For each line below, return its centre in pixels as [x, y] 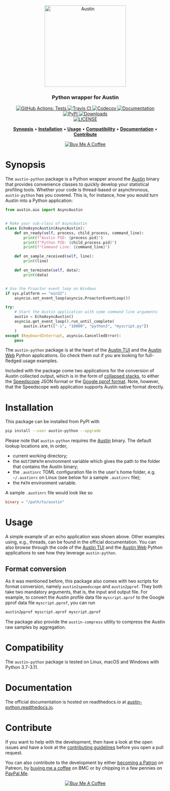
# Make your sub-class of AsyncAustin [46, 224]
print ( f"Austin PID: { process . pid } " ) [63, 238]
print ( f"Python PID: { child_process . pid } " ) [70, 242]
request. [14, 752]
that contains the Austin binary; [45, 467]
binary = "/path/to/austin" [35, 502]
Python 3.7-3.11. [22, 667]
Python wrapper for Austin [85, 97]
